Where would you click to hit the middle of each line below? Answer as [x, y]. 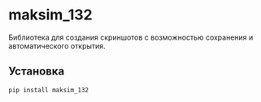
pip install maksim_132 [49, 90]
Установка [37, 72]
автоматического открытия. [57, 45]
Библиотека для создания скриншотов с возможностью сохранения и [131, 37]
